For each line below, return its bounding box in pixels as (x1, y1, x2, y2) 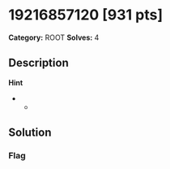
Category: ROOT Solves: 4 (8, 32, 100, 42)
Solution (8, 126, 52, 140)
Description (8, 56, 69, 70)
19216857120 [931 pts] (8, 6, 164, 24)
